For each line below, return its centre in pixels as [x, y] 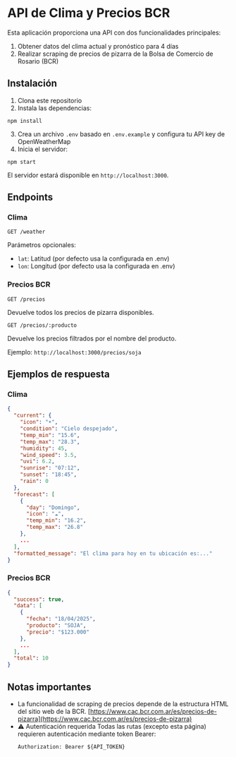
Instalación [32, 84]
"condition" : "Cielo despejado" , [69, 429]
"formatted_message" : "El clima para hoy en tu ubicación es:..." [113, 553]
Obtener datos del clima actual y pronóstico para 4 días [98, 46]
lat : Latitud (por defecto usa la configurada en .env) [93, 258]
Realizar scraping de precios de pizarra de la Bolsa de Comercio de [115, 54]
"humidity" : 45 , [44, 448]
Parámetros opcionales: [42, 245]
